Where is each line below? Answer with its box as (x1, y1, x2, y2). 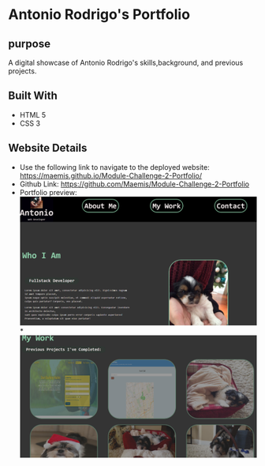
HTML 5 (19, 110, 47, 119)
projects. (8, 66, 37, 76)
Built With (8, 89, 58, 103)
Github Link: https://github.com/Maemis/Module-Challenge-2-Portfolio (19, 179, 250, 189)
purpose (8, 37, 51, 51)
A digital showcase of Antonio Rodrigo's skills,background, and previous (8, 58, 244, 67)
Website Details (8, 141, 88, 155)
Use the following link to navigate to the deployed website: (19, 162, 211, 171)
